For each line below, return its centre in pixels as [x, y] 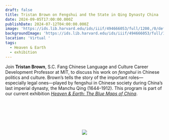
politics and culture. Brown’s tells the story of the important [66, 77]
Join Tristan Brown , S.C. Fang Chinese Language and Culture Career [77, 67]
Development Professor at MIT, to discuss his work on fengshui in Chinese [82, 72]
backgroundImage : [23, 33]
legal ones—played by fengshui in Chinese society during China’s [95, 83]
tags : [11, 43]
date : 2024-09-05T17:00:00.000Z [39, 19]
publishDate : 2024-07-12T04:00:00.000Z [47, 24]
